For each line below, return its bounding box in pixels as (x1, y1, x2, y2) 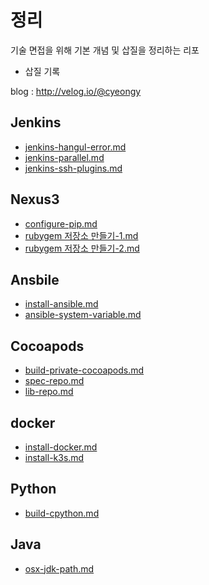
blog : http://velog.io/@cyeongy (10, 85, 142, 97)
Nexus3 (10, 191, 60, 208)
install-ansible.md (24, 298, 99, 310)
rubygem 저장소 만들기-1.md (24, 229, 139, 241)
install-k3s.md (24, 452, 85, 463)
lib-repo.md (24, 386, 74, 398)
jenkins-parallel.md (24, 151, 105, 163)
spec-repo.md (24, 375, 85, 387)
